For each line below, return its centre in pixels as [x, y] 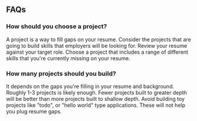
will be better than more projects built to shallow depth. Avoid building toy [95, 99]
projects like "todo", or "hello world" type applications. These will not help [96, 105]
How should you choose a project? [57, 27]
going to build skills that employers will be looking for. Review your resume [97, 45]
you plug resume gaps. [34, 111]
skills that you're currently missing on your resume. [68, 58]
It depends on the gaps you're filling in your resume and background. [90, 86]
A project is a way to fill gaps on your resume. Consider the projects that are [99, 39]
